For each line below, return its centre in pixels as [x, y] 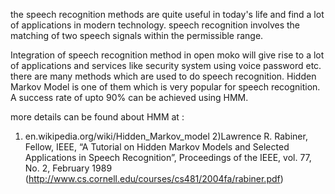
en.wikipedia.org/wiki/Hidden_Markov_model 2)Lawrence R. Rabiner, [166, 136]
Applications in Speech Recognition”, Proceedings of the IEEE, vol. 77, [168, 157]
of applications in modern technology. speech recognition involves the [155, 25]
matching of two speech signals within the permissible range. [137, 35]
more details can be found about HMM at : [97, 117]
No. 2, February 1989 [68, 168]
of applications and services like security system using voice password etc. [166, 65]
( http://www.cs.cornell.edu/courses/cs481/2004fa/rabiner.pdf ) [154, 178]
